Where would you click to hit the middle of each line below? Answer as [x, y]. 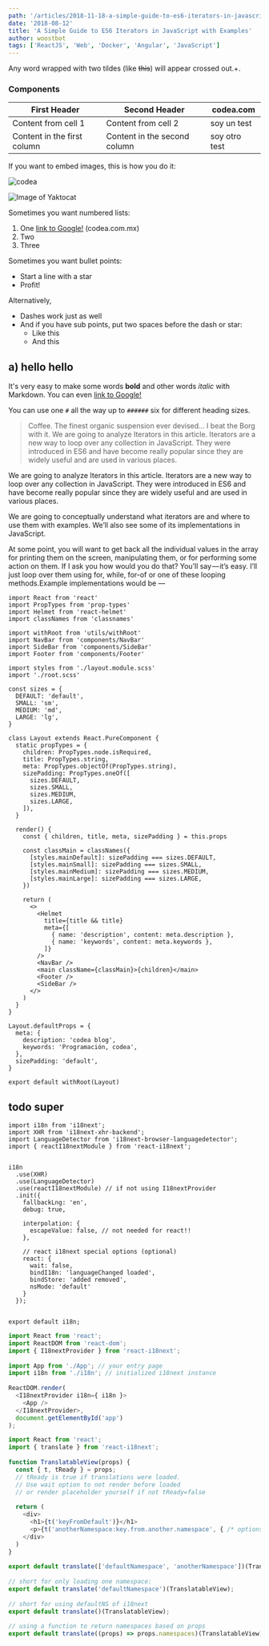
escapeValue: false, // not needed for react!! [110, 1231]
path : [17, 16]
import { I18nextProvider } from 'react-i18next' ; [94, 1351]
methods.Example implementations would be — [87, 583]
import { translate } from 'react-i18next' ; [84, 1447]
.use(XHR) [32, 1175]
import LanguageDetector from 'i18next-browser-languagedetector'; [123, 1140]
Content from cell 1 [49, 124]
